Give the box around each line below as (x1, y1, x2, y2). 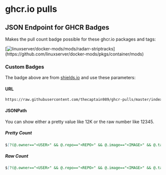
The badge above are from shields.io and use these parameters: (5, 75, 136, 81)
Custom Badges (5, 63, 44, 70)
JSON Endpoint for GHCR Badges (5, 23, 110, 32)
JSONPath (5, 107, 27, 113)
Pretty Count (5, 130, 32, 136)
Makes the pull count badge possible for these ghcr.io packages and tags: (5, 36, 156, 42)
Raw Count (5, 153, 29, 159)
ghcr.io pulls (5, 3, 57, 15)
